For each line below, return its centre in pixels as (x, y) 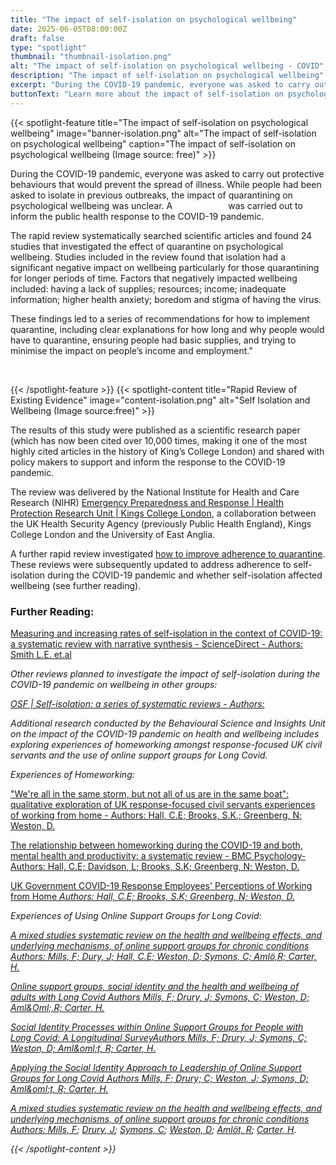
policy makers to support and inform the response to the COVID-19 (148, 462)
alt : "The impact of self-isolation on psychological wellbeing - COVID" (167, 66)
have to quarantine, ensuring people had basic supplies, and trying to (153, 340)
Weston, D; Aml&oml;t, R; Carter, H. (83, 1048)
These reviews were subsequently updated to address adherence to (151, 564)
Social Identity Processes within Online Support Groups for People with (157, 1027)
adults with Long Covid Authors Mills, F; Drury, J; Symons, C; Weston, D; (160, 997)
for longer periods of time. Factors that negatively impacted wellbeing (154, 278)
